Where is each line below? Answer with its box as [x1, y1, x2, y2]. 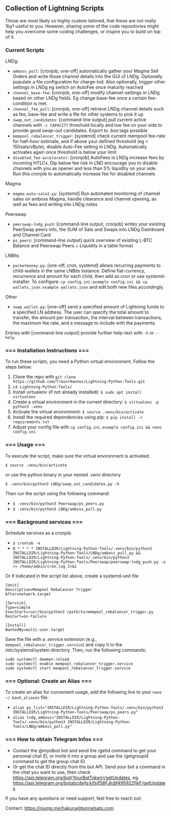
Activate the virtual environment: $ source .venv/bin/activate [12, 409, 144, 415]
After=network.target [5, 592, 51, 597]
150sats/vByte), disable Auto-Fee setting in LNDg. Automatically [12, 144, 148, 150]
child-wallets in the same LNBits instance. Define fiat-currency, [12, 268, 146, 274]
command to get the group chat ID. [12, 758, 87, 764]
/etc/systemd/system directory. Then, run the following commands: [5, 647, 147, 653]
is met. [33, 100, 48, 106]
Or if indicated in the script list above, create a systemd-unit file [5, 573, 139, 579]
